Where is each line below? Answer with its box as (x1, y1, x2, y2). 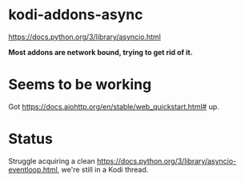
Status (8, 130, 54, 148)
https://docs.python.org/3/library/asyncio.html (8, 32, 162, 42)
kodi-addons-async (8, 6, 143, 24)
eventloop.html (8, 164, 58, 174)
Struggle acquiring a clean (8, 156, 96, 165)
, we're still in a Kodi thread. (57, 164, 149, 174)
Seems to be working (8, 76, 152, 93)
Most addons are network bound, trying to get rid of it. (8, 47, 194, 57)
